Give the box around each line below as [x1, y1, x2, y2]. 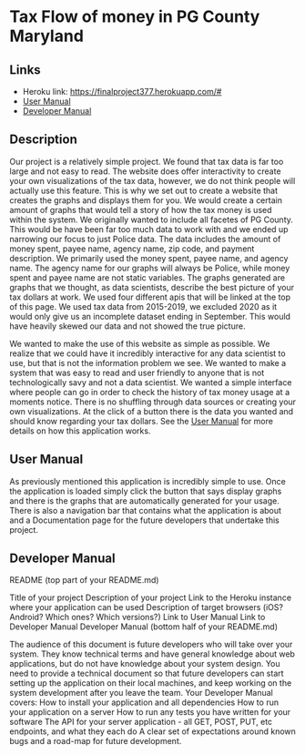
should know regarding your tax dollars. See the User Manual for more [9, 415, 273, 426]
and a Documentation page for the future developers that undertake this [9, 515, 280, 525]
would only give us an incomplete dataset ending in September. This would [9, 311, 291, 321]
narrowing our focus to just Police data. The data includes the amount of [9, 233, 281, 244]
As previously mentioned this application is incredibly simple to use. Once [9, 475, 287, 486]
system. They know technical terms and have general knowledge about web [9, 648, 296, 659]
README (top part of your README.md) [9, 575, 159, 586]
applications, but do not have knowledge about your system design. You [9, 658, 280, 669]
